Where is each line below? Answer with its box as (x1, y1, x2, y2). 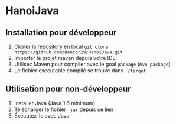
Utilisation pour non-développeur (5, 84, 131, 94)
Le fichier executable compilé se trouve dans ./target (14, 67, 146, 74)
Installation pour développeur (5, 28, 117, 38)
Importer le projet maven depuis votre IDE (14, 55, 116, 61)
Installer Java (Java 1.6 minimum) (14, 99, 96, 106)
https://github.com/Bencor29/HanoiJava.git (14, 49, 123, 55)
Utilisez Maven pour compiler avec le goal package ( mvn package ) (14, 61, 171, 68)
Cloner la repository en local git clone (14, 43, 109, 50)
